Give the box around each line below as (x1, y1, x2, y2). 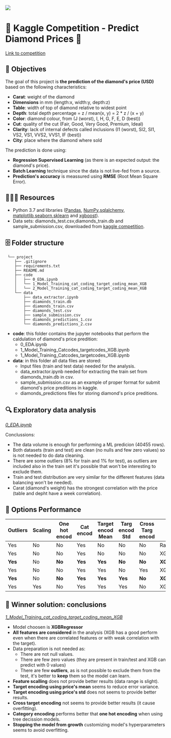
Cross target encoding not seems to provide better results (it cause (12, 700, 155, 706)
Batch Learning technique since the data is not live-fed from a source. (12, 167, 161, 174)
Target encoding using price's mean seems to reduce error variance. (12, 683, 159, 690)
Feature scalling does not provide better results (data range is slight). (12, 678, 159, 684)
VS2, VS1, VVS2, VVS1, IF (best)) (12, 132, 81, 138)
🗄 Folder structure (5, 238, 65, 247)
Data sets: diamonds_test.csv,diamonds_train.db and (12, 217, 124, 224)
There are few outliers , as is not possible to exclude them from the (20, 667, 160, 673)
